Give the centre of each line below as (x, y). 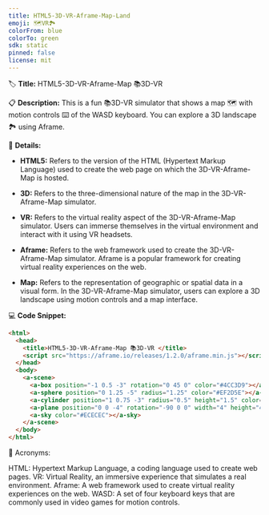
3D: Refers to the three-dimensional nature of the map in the (120, 193)
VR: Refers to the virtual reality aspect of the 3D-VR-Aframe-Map (128, 217)
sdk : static (28, 46)
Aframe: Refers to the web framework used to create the (114, 250)
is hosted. (53, 178)
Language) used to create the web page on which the (108, 169)
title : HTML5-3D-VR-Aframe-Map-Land (69, 16)
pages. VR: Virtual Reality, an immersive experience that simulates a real (127, 477)
